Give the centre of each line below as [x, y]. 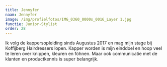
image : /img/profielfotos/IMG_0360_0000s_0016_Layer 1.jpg [68, 19]
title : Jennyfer [22, 10]
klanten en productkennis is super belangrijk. [52, 59]
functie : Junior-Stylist [31, 24]
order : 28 [16, 29]
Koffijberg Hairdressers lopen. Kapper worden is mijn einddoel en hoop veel [84, 48]
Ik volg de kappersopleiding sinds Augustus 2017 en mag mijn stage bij [79, 43]
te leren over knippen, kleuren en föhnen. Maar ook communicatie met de [81, 54]
